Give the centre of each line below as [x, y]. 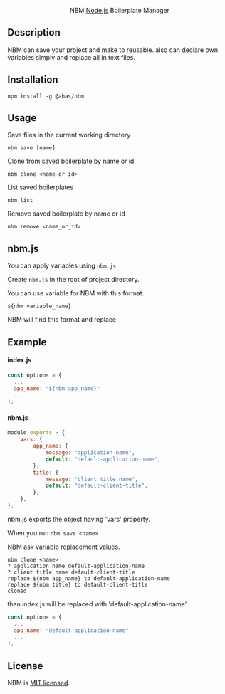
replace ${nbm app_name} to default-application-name [89, 578]
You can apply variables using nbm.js [62, 265]
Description [34, 32]
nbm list [20, 201]
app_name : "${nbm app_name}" [57, 388]
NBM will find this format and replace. [63, 320]
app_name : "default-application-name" [72, 630]
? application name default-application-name [76, 566]
